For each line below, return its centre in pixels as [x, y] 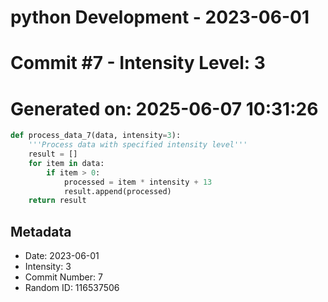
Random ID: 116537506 [72, 288]
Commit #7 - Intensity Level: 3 [138, 63]
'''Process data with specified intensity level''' [138, 145]
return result [57, 201]
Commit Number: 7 [63, 277]
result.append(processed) [117, 191]
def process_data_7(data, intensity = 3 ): [96, 136]
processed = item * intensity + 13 [138, 182]
